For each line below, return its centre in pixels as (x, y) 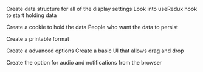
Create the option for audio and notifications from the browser (84, 63)
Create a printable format (38, 39)
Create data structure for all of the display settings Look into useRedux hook (102, 9)
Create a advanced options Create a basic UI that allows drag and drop (95, 51)
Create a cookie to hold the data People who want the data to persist (92, 27)
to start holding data (32, 15)
